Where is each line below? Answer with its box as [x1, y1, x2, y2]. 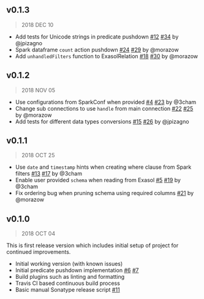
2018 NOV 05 [21, 86, 55, 94]
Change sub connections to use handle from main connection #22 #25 [15, 105, 194, 112]
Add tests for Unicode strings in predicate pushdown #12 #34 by [15, 33, 179, 40]
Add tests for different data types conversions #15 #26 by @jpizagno [15, 117, 189, 125]
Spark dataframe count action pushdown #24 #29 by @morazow [15, 46, 179, 53]
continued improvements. [6, 248, 71, 256]
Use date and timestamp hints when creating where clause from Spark [15, 163, 192, 171]
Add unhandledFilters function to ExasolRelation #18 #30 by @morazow [15, 52, 198, 60]
